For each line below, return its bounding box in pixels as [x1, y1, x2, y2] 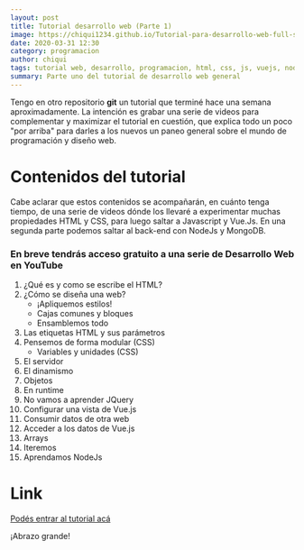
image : [10, 30, 35, 39]
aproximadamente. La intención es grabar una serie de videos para [10, 105, 260, 117]
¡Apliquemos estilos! [36, 298, 113, 309]
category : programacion [10, 47, 100, 56]
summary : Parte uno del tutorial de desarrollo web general [10, 72, 242, 81]
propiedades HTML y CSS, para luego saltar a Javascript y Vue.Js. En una [10, 215, 287, 226]
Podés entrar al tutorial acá [10, 513, 111, 524]
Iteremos [23, 442, 57, 453]
